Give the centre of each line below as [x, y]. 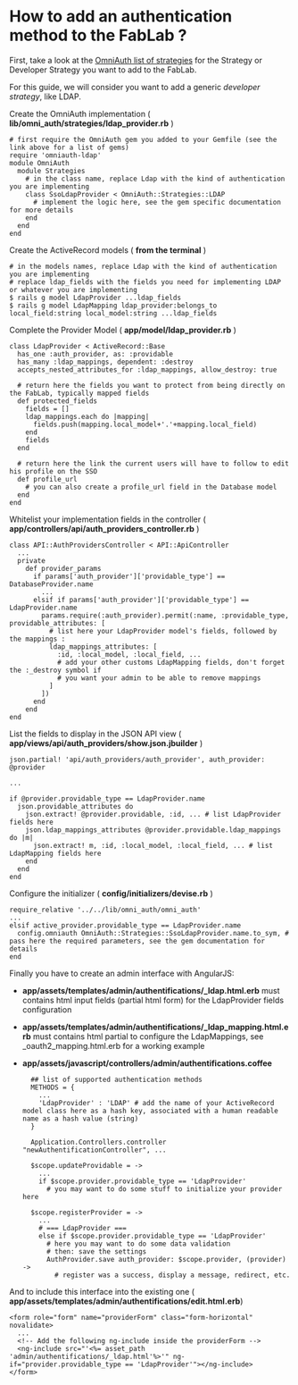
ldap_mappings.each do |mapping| [87, 416]
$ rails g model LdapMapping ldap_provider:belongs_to [113, 306]
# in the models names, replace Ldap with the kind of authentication [143, 266]
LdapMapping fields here [55, 853]
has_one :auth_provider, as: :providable [95, 354]
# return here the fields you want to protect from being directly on [151, 385]
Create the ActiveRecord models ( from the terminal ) [108, 250]
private [32, 560]
